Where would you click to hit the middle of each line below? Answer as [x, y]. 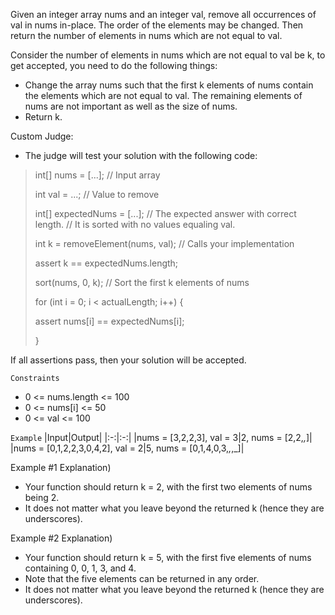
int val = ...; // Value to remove [97, 194]
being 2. [42, 497]
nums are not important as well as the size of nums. [131, 106]
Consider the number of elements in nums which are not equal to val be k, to [168, 55]
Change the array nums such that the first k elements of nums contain [169, 85]
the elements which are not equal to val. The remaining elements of [163, 95]
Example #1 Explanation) [61, 467]
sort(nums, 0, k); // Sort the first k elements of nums [142, 282]
